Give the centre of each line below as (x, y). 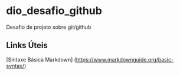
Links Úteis (27, 45)
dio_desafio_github (54, 11)
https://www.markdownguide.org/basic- (125, 59)
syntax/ (15, 66)
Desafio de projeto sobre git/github (49, 27)
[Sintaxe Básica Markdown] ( (41, 59)
